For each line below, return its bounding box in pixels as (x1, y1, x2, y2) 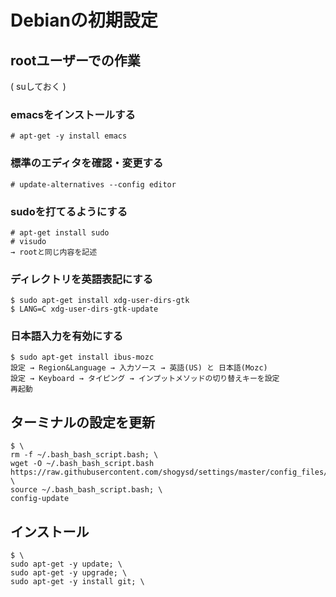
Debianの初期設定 (10, 9, 158, 32)
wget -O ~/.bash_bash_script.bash (10, 459, 155, 469)
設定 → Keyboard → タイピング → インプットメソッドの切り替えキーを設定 (10, 374, 280, 384)
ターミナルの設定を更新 (10, 414, 155, 431)
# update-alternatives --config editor (10, 179, 177, 190)
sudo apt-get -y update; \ (10, 559, 123, 570)
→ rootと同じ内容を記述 (10, 247, 98, 257)
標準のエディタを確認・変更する (10, 156, 164, 170)
